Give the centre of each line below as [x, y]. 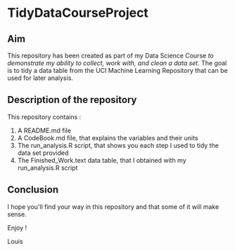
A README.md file [44, 130]
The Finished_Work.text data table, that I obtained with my [102, 160]
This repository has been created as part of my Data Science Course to [110, 55]
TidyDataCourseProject [78, 13]
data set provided [43, 153]
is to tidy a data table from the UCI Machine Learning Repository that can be [118, 70]
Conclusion [33, 190]
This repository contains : [44, 116]
